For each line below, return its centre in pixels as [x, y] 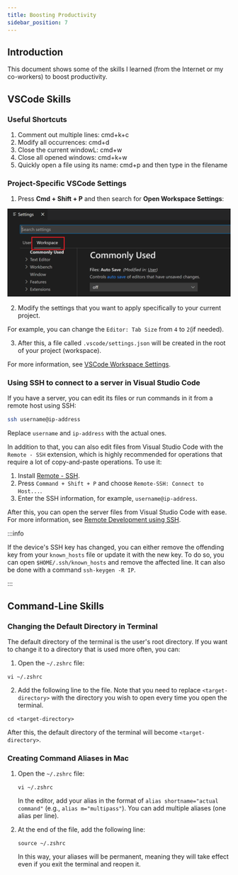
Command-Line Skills [56, 606]
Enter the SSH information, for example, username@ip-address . [107, 499]
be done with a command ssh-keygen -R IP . [72, 570]
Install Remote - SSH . [49, 476]
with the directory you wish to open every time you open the [139, 698]
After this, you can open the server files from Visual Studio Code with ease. [117, 512]
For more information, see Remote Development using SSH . [94, 520]
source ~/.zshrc [41, 844]
